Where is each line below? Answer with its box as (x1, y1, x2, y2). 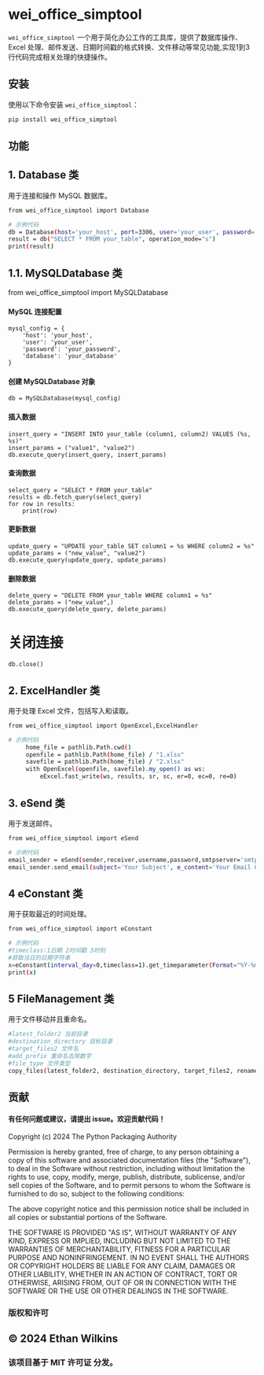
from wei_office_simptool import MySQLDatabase (8, 288, 169, 297)
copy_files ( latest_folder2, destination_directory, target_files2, (8, 1067, 234, 1075)
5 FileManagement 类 (8, 992, 115, 1005)
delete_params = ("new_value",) (8, 599, 114, 606)
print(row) (22, 507, 58, 514)
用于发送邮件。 (8, 818, 57, 828)
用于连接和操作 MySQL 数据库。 (8, 190, 112, 200)
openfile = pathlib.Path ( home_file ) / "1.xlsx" (25, 750, 185, 758)
